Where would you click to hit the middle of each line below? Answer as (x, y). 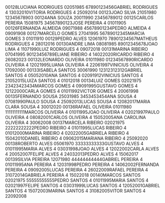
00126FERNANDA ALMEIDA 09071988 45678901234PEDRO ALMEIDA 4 (78, 28)
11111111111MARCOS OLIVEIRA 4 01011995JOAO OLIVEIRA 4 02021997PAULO (82, 112)
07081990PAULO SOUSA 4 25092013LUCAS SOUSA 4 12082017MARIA (78, 101)
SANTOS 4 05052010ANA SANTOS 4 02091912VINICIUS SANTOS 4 (74, 75)
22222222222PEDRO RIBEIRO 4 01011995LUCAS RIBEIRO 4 (66, 128)
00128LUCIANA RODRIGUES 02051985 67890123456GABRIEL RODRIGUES (82, 7)
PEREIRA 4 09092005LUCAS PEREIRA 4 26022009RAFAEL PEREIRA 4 (77, 170)
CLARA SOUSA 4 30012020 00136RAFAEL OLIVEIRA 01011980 (68, 107)
